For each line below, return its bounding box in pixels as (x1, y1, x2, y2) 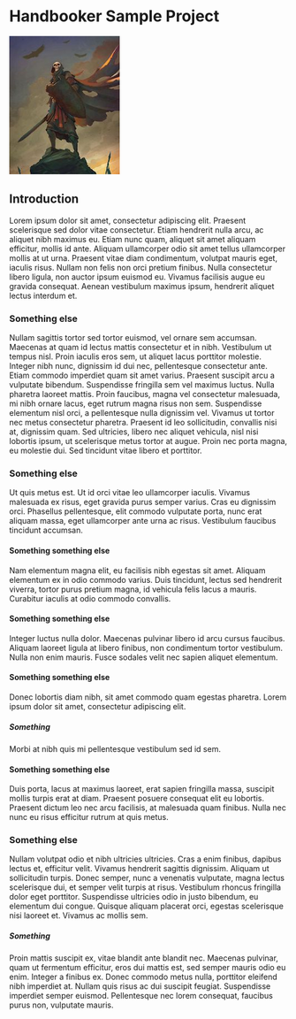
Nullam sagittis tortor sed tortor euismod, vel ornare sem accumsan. (9, 333, 257, 343)
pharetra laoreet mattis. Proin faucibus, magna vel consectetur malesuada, (9, 389, 281, 400)
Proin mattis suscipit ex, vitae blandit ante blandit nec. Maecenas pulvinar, (9, 953, 278, 963)
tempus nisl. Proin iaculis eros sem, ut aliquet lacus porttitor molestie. (9, 351, 262, 362)
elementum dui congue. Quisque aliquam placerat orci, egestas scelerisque (9, 900, 285, 912)
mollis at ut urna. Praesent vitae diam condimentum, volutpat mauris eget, (9, 252, 278, 263)
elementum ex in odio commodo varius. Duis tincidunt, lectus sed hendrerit (9, 574, 283, 585)
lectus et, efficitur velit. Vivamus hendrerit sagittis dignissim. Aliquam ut (9, 863, 269, 874)
